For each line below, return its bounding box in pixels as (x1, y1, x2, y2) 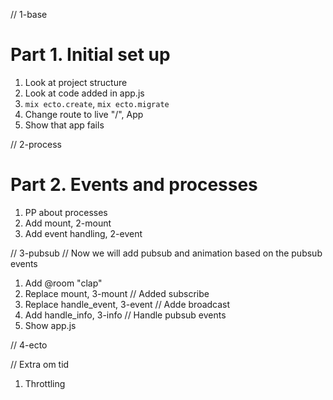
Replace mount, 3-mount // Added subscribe (24, 287, 210, 299)
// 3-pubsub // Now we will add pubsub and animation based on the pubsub (10, 247, 323, 259)
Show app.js (24, 319, 77, 331)
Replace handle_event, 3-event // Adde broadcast (24, 298, 231, 310)
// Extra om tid (10, 358, 70, 370)
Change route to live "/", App (24, 108, 144, 120)
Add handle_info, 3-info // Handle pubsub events (24, 309, 227, 321)
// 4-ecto (10, 339, 48, 351)
